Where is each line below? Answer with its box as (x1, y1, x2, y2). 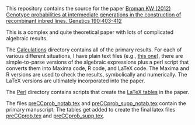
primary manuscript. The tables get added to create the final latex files (6, 106, 176, 113)
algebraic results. (6, 35, 48, 41)
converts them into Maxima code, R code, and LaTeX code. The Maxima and (6, 65, 190, 72)
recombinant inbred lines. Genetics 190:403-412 (6, 18, 122, 24)
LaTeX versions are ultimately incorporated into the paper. (6, 77, 145, 84)
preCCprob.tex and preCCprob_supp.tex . (6, 112, 105, 119)
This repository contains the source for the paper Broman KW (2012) (6, 5, 171, 12)
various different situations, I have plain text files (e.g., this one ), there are (6, 53, 183, 59)
